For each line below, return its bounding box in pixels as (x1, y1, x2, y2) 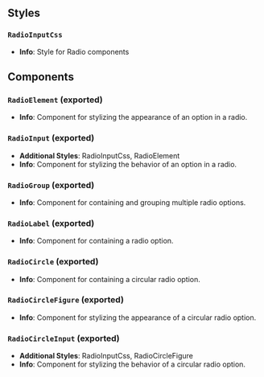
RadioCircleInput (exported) (7, 333, 120, 344)
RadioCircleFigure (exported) (7, 294, 124, 305)
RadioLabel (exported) (7, 217, 95, 228)
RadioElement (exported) (7, 94, 104, 105)
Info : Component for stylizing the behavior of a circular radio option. (19, 359, 246, 369)
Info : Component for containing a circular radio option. (19, 274, 200, 284)
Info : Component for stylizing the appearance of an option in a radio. (19, 113, 248, 122)
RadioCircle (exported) (7, 256, 99, 268)
